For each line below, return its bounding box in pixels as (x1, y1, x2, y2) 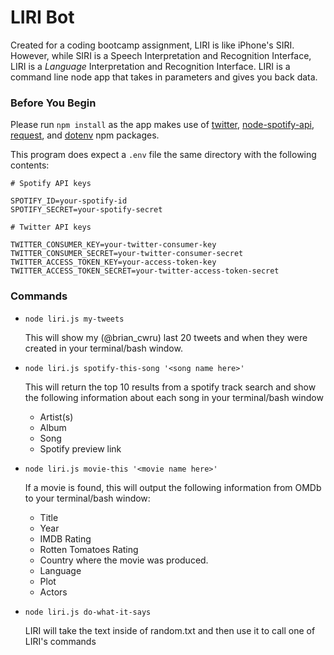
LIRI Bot (10, 6, 75, 29)
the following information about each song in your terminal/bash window (24, 391, 324, 403)
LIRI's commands (24, 635, 97, 647)
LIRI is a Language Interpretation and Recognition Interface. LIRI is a (10, 60, 291, 72)
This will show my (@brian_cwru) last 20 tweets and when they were (24, 331, 308, 343)
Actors (39, 586, 68, 598)
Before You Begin (10, 96, 97, 110)
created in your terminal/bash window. (24, 342, 183, 354)
